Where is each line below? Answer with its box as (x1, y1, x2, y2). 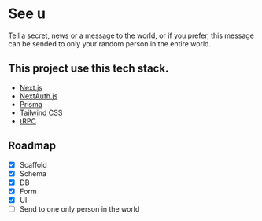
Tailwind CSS (19, 108, 63, 117)
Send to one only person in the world (19, 204, 140, 213)
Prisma (19, 99, 43, 109)
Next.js (19, 83, 43, 92)
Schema (19, 168, 47, 178)
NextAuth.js (19, 91, 58, 101)
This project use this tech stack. (8, 62, 169, 76)
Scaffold (19, 160, 47, 169)
